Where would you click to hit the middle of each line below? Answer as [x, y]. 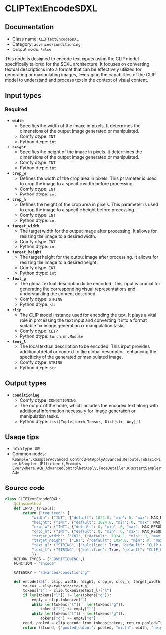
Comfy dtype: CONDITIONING [47, 400]
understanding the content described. [58, 294]
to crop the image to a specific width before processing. [77, 183]
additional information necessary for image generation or [78, 411]
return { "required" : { [46, 513]
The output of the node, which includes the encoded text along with [89, 405]
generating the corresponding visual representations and [78, 289]
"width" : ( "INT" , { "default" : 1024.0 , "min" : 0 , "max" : [90, 518]
